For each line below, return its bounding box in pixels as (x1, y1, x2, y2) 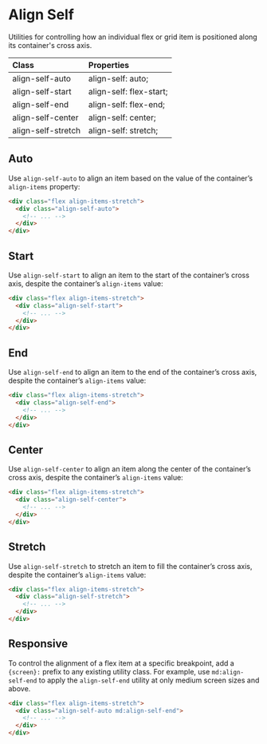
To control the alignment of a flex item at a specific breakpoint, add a (8, 658, 235, 668)
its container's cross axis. (8, 40, 92, 50)
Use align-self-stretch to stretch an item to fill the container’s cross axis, (8, 561, 253, 571)
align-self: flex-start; (88, 86, 168, 97)
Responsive (8, 637, 69, 651)
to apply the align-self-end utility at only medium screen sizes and (38, 675, 260, 685)
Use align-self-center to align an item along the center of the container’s (8, 464, 251, 474)
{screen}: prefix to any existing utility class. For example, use (8, 666, 210, 676)
